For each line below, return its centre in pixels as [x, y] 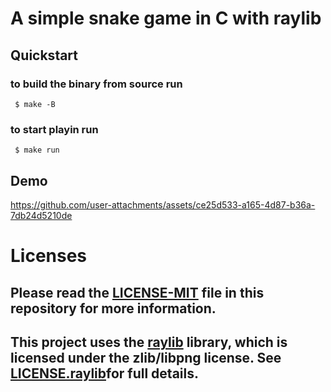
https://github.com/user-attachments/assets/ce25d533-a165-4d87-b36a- [163, 204]
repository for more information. [113, 308]
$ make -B [35, 104]
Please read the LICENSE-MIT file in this [137, 292]
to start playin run [54, 129]
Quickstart [44, 55]
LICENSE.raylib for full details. [104, 373]
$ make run [37, 150]
